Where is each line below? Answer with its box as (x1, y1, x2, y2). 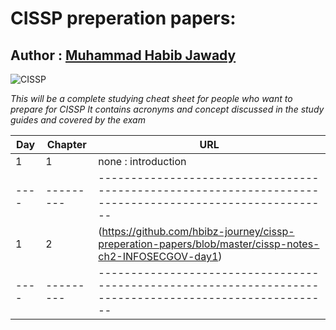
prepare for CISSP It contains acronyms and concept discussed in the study (10, 103, 325, 115)
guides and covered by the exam (10, 114, 146, 126)
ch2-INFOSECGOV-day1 (98, 250, 219, 263)
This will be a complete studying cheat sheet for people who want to (10, 93, 293, 104)
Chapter (46, 138, 87, 151)
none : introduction (98, 155, 187, 168)
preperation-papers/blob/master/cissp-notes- (98, 237, 320, 251)
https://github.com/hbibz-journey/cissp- (101, 225, 295, 238)
